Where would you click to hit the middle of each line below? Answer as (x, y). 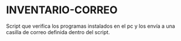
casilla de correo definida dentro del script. (58, 32)
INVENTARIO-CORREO (62, 10)
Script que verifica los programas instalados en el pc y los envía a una (91, 26)
